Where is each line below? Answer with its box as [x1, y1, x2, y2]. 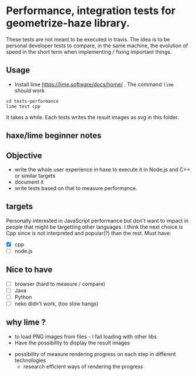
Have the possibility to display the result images [14, 339, 130, 346]
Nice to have [6, 265, 53, 275]
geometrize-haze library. [6, 16, 130, 30]
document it [14, 178, 44, 185]
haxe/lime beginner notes [6, 130, 102, 141]
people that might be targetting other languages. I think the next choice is [6, 223, 183, 230]
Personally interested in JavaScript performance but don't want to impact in [6, 217, 189, 224]
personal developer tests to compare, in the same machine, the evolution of [6, 42, 188, 49]
